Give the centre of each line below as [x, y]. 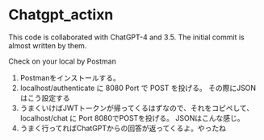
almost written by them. [48, 45]
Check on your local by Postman [63, 61]
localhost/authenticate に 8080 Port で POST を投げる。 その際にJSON [138, 88]
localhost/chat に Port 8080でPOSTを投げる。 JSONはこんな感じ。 [132, 117]
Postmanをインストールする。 [70, 77]
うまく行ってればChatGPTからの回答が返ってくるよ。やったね [123, 128]
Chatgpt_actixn [61, 15]
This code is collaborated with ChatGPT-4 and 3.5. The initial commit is [126, 37]
